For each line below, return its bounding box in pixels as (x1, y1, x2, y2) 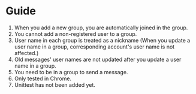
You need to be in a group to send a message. (14, 68, 128, 75)
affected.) (14, 49, 39, 56)
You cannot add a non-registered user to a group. (14, 30, 137, 37)
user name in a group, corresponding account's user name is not (14, 43, 175, 50)
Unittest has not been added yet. (14, 81, 95, 88)
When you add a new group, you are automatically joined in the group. (14, 24, 188, 31)
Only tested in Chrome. (14, 75, 72, 82)
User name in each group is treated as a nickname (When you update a (14, 37, 191, 44)
